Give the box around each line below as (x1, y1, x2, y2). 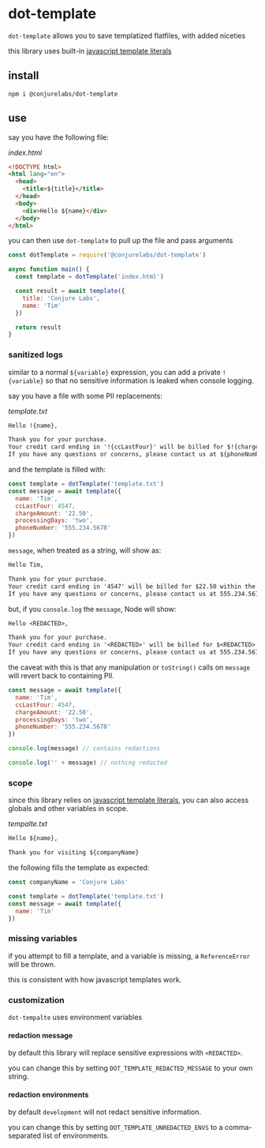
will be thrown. (8, 959, 57, 969)
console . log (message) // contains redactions (8, 745, 160, 752)
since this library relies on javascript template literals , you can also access (8, 795, 249, 805)
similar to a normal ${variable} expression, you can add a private (8, 367, 221, 377)
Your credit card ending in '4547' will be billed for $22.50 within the (8, 582, 256, 591)
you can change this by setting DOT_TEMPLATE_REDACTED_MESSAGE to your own (8, 1064, 253, 1073)
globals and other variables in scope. (8, 804, 129, 813)
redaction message (8, 1030, 73, 1040)
